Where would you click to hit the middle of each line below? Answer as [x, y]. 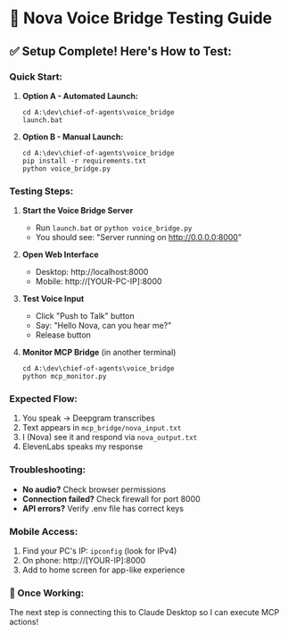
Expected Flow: [44, 399]
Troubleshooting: [48, 470]
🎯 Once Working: [47, 593]
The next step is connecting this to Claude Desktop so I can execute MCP [144, 613]
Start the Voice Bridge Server [78, 211]
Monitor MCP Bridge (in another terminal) [99, 353]
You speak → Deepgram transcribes [89, 418]
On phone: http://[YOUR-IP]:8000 [84, 561]
